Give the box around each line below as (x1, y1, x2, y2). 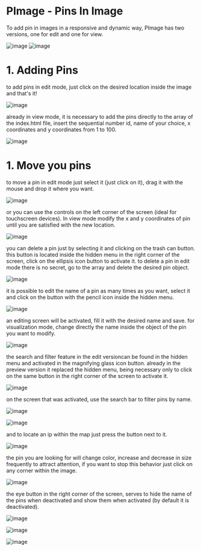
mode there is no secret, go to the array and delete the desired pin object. (6, 263, 190, 271)
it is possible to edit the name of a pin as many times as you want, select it (6, 287, 191, 294)
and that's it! (6, 89, 37, 97)
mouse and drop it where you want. (6, 185, 94, 192)
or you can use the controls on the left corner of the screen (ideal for (6, 208, 177, 215)
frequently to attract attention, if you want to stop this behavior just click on (6, 460, 193, 468)
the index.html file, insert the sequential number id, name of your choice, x (6, 119, 191, 127)
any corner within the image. (6, 467, 77, 474)
